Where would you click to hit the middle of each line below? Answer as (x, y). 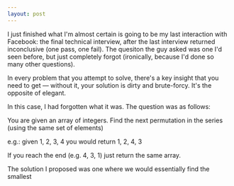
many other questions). (41, 64)
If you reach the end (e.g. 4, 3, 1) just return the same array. (94, 155)
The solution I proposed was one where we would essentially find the (108, 169)
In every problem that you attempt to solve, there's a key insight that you (113, 78)
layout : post (27, 14)
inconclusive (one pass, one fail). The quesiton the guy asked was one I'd (115, 49)
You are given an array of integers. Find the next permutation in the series (115, 120)
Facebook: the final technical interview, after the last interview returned (111, 41)
